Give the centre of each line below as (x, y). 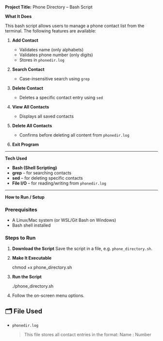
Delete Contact (28, 88)
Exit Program (25, 144)
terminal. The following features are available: (50, 31)
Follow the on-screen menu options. (48, 295)
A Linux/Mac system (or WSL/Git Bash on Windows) (64, 220)
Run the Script (27, 277)
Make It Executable (32, 258)
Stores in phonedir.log (42, 60)
